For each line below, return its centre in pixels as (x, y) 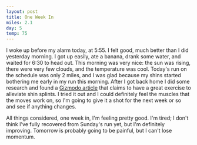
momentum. (21, 137)
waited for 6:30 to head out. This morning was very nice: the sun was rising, (98, 63)
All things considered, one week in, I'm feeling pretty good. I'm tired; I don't (97, 118)
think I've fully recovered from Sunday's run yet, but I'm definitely (86, 124)
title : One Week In (30, 17)
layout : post (22, 11)
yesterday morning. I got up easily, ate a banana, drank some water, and (94, 57)
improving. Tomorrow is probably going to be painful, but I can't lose (89, 131)
